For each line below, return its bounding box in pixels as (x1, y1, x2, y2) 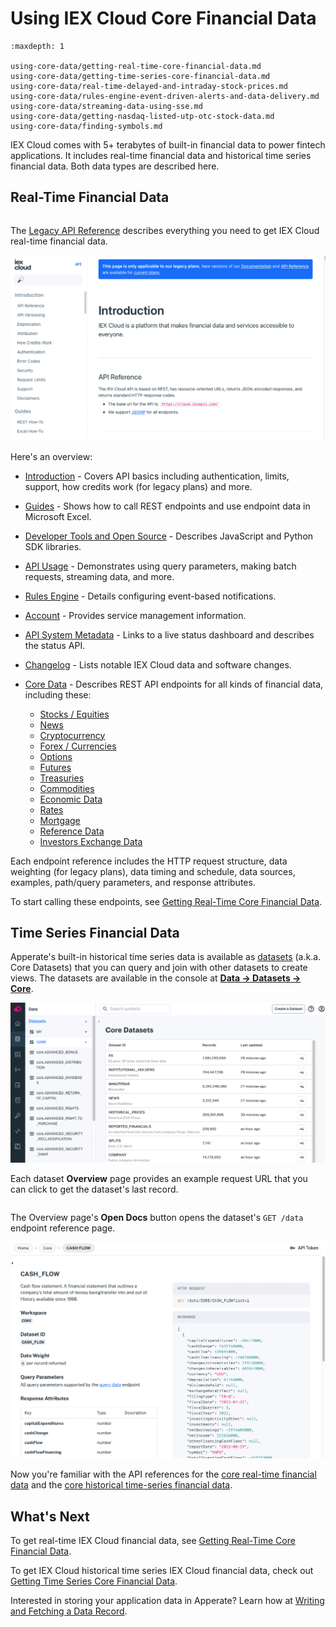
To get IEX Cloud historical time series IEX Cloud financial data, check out (10, 1565, 314, 1577)
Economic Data (39, 793, 103, 805)
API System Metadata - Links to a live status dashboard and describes (24, 628, 315, 641)
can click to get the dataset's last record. (10, 1183, 179, 1195)
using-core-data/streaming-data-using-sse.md (10, 101, 203, 111)
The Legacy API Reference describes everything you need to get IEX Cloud (10, 224, 320, 236)
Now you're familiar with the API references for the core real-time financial (10, 1468, 317, 1481)
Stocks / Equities (39, 708, 110, 720)
